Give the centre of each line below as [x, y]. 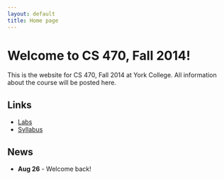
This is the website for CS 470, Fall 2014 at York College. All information [112, 75]
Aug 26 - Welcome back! [55, 169]
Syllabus [30, 130]
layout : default [31, 14]
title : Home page [33, 21]
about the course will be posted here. [62, 83]
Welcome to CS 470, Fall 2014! [99, 56]
